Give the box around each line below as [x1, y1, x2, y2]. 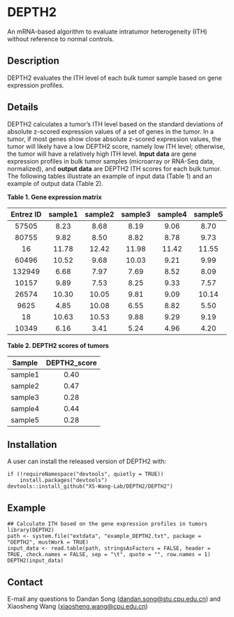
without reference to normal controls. [7, 34, 115, 43]
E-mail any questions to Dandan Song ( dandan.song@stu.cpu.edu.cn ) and [7, 595, 221, 603]
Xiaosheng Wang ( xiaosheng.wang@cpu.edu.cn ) [7, 602, 148, 610]
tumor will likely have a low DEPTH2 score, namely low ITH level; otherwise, [7, 142, 226, 150]
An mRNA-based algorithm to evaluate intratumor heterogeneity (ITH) [7, 27, 207, 36]
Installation [7, 438, 57, 451]
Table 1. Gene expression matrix [7, 193, 103, 201]
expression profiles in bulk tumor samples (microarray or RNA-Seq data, [7, 157, 215, 165]
